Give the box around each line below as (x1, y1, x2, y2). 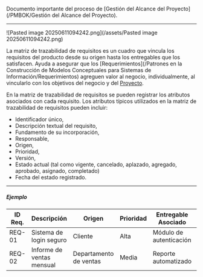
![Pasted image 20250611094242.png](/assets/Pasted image (6, 29, 158, 36)
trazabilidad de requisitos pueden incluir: (6, 104, 108, 111)
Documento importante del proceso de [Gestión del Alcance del (6, 5, 165, 12)
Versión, (14, 155, 36, 161)
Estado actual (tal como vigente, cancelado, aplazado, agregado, (14, 161, 177, 168)
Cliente (72, 232, 94, 240)
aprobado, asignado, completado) (14, 167, 100, 175)
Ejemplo (6, 193, 27, 201)
